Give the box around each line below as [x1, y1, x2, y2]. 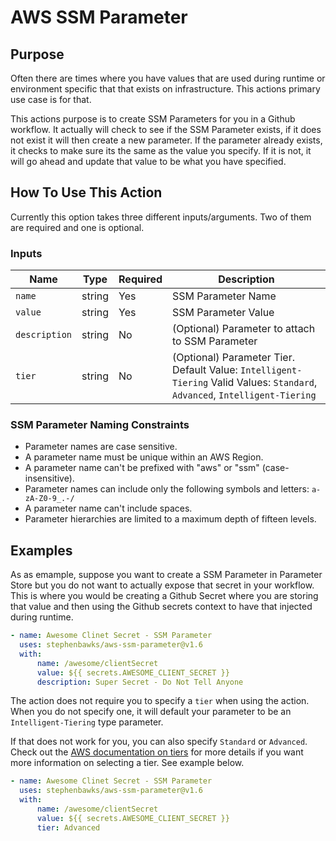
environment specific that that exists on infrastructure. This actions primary [10, 83, 321, 95]
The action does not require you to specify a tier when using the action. [10, 695, 310, 707]
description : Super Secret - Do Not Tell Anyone [36, 677, 244, 687]
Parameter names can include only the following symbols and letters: [24, 483, 310, 495]
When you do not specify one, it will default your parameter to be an [10, 706, 292, 718]
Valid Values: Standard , [210, 376, 318, 390]
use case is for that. [10, 94, 92, 105]
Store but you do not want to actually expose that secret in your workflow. [10, 579, 315, 591]
